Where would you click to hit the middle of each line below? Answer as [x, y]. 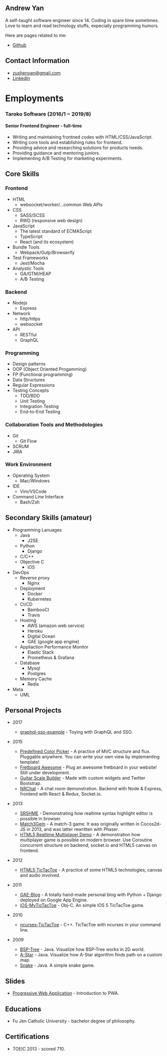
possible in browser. [40, 819]
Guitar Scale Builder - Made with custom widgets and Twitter [83, 778]
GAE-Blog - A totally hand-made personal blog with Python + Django [90, 895]
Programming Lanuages [37, 530]
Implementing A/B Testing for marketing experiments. [67, 158]
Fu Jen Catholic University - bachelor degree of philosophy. [74, 1021]
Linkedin [21, 78]
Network [21, 313]
